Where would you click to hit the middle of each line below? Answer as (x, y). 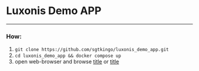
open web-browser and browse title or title (67, 62)
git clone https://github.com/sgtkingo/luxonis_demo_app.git (92, 50)
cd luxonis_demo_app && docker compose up (68, 56)
